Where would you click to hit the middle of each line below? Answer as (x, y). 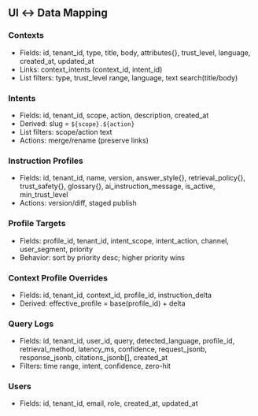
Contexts (26, 35)
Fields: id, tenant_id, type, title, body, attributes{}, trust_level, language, (135, 52)
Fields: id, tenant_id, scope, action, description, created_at (114, 115)
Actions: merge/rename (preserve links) (84, 140)
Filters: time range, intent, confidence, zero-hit (95, 366)
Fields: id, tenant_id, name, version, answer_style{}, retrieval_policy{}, (133, 178)
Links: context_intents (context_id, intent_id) (91, 69)
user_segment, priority (56, 249)
